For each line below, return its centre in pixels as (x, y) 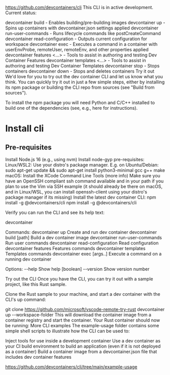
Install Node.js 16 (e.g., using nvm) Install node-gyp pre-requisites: (75, 159)
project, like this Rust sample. (36, 284)
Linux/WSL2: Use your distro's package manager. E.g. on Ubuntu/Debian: (82, 165)
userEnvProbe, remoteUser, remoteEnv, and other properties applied (77, 50)
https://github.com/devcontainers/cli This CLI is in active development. (79, 7)
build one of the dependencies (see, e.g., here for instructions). (72, 108)
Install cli (25, 129)
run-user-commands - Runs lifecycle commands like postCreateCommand (83, 33)
